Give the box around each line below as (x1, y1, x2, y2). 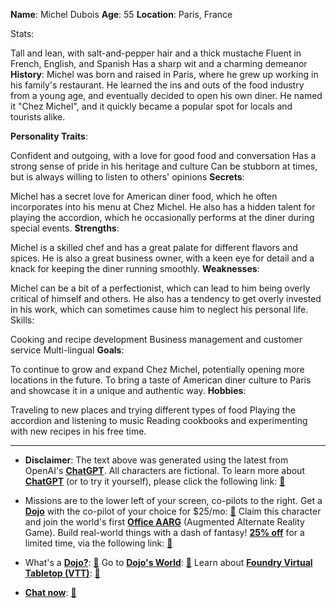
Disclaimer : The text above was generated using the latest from (24, 454, 289, 466)
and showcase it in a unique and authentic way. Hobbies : (10, 385, 247, 396)
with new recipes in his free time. (10, 425, 147, 437)
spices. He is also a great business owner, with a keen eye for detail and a (10, 252, 315, 264)
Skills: (10, 314, 35, 326)
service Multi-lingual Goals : (10, 344, 125, 356)
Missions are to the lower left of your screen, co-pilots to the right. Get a (24, 495, 323, 506)
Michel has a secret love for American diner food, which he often (10, 190, 278, 202)
